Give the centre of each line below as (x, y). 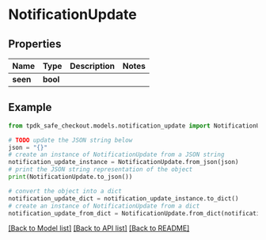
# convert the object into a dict (65, 191)
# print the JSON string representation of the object (101, 170)
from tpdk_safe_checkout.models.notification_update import (110, 126)
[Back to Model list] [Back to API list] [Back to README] (99, 228)
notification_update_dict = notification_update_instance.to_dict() (123, 198)
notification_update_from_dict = (63, 213)
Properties (35, 44)
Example (30, 107)
